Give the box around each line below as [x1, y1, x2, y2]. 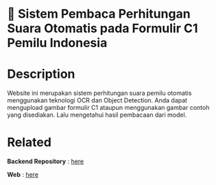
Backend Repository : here [7, 157, 84, 166]
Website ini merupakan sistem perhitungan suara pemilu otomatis [7, 89, 192, 98]
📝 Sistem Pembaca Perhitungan [7, 6, 191, 22]
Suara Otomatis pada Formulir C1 [7, 20, 198, 36]
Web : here [7, 171, 39, 179]
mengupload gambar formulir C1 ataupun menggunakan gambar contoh [7, 104, 210, 112]
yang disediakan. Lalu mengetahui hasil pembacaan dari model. [7, 111, 187, 119]
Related [7, 134, 51, 150]
